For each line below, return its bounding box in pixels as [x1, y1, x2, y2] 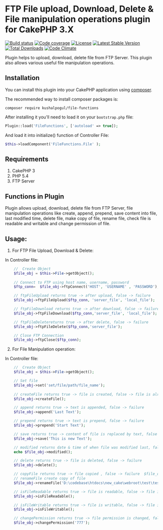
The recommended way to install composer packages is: [5, 96, 118, 102]
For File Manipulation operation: [12, 346, 76, 352]
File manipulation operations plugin [5, 14, 150, 25]
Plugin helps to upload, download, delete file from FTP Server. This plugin [5, 54, 152, 60]
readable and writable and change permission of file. [5, 221, 111, 227]
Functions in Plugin [5, 192, 65, 200]
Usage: [5, 234, 28, 243]
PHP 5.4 [12, 173, 29, 179]
